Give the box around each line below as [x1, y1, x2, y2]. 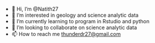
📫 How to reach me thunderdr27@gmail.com [11, 31, 121, 37]
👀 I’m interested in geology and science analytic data [11, 12, 139, 19]
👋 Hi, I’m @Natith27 [11, 6, 59, 12]
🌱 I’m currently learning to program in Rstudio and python [11, 18, 150, 24]
